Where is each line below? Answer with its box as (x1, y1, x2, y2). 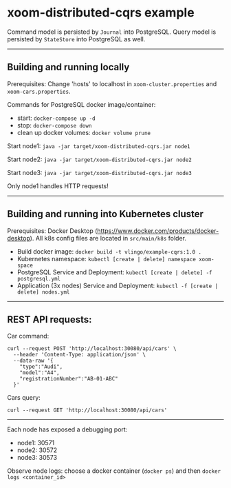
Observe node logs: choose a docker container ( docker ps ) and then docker (7, 467, 221, 475)
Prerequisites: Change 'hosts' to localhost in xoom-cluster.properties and (7, 79, 217, 88)
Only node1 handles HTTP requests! (7, 181, 109, 190)
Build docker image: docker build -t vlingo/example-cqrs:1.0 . (16, 247, 201, 256)
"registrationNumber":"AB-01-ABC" (19, 376, 118, 383)
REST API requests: (7, 314, 92, 325)
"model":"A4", (19, 369, 60, 376)
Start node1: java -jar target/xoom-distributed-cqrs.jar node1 (7, 141, 190, 150)
